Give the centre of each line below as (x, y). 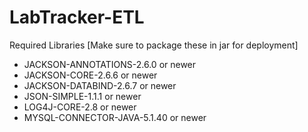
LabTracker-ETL (77, 17)
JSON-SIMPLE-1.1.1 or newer (82, 96)
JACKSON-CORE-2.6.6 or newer (90, 75)
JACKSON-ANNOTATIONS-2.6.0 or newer (110, 64)
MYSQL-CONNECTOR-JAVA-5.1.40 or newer (115, 117)
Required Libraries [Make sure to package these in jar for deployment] (154, 45)
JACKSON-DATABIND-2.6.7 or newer (100, 85)
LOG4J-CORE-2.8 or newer (80, 107)
